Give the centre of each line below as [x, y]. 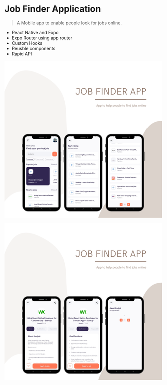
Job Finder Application [53, 9]
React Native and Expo [35, 32]
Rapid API [22, 54]
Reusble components [34, 48]
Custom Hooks [27, 43]
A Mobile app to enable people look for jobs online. [69, 23]
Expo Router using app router [42, 38]
